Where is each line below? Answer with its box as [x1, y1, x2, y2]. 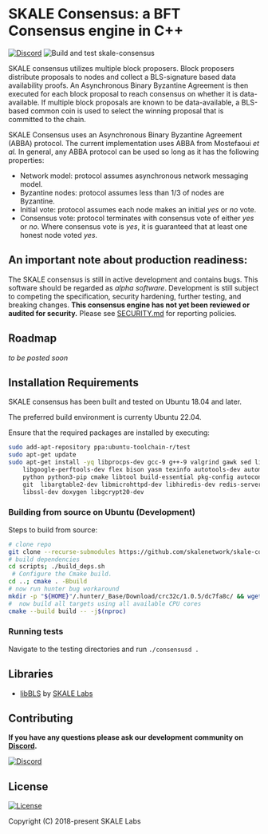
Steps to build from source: [8, 524, 98, 535]
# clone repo [8, 540, 52, 548]
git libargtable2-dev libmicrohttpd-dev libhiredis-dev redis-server [22, 480, 262, 488]
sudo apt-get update [8, 451, 77, 459]
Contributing [8, 712, 73, 725]
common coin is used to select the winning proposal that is [30, 105, 224, 116]
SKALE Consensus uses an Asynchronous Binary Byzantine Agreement [8, 129, 242, 140]
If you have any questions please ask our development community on [8, 733, 243, 742]
